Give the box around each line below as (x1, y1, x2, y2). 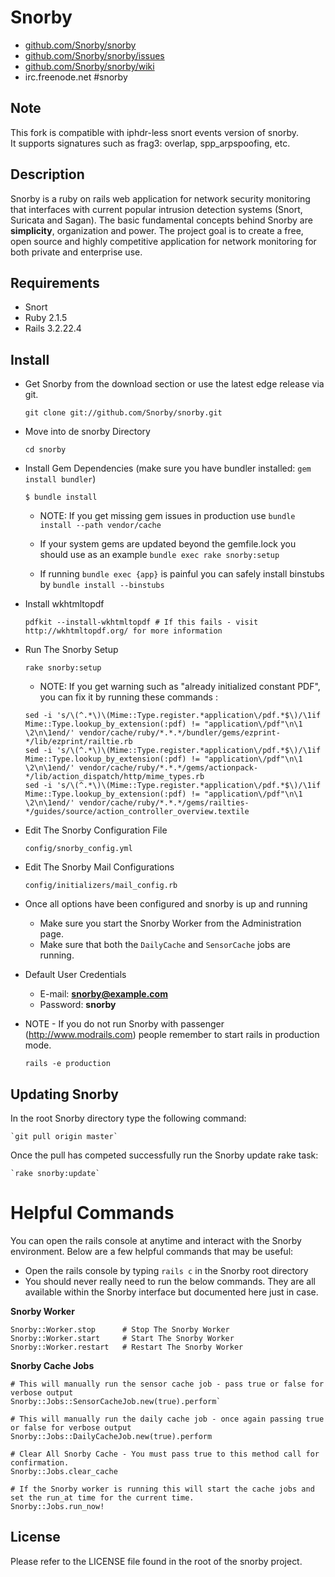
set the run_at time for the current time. (10, 1492, 195, 1503)
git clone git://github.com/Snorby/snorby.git (24, 408, 223, 418)
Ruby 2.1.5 (24, 312, 68, 324)
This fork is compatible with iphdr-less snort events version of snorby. (10, 126, 299, 138)
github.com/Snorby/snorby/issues (24, 49, 165, 61)
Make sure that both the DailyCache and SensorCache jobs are (39, 939, 291, 951)
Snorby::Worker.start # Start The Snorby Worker (10, 1333, 235, 1343)
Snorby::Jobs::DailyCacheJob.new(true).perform (10, 1431, 213, 1441)
